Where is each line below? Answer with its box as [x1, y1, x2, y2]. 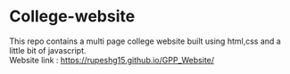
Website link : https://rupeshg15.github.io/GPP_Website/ [9, 54, 215, 65]
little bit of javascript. [9, 45, 87, 55]
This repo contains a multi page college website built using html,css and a [9, 36, 281, 46]
